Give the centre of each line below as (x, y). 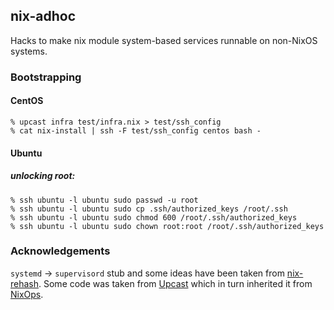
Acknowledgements (60, 251)
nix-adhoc (43, 16)
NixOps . (27, 294)
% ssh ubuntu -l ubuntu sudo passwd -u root (104, 200)
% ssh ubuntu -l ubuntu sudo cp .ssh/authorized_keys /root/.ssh (149, 209)
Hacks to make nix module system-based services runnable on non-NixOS (164, 40)
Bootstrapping (46, 77)
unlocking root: (43, 176)
